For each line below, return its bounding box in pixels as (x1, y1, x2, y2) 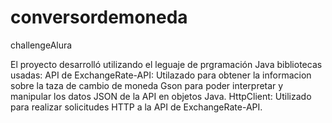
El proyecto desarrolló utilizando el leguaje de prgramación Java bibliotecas (10, 58, 323, 70)
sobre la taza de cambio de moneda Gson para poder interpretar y (10, 79, 284, 91)
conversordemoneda (10, 6, 188, 29)
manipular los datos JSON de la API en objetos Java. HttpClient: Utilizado (10, 90, 312, 102)
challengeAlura (10, 39, 73, 51)
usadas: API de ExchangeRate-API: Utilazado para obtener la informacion (10, 69, 312, 81)
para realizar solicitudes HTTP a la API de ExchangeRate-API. (10, 101, 263, 113)
